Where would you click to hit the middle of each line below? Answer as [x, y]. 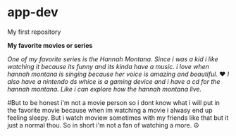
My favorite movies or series [50, 45]
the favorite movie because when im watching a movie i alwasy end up [110, 110]
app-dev [33, 12]
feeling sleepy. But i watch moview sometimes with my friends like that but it [118, 118]
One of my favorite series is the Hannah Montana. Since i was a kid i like [113, 59]
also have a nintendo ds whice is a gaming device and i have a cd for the [114, 81]
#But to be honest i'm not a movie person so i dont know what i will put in [114, 102]
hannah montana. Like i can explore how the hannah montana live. [105, 89]
